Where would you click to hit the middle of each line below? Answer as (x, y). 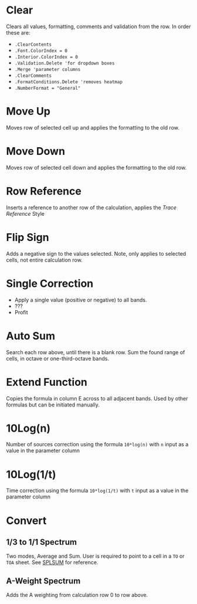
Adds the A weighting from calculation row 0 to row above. (77, 595)
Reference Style (26, 213)
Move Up (28, 111)
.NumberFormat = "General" (47, 88)
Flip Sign (28, 237)
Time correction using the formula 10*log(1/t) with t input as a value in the (97, 491)
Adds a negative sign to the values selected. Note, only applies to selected (96, 253)
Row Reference (44, 191)
